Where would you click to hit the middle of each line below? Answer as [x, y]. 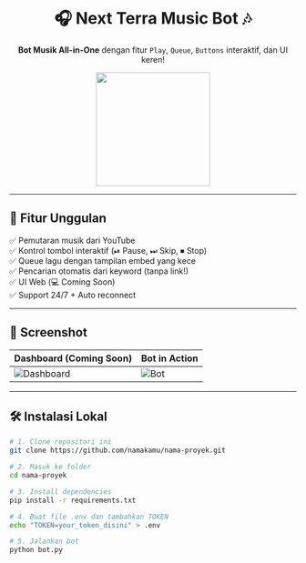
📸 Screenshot [49, 332]
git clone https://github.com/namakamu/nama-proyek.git [117, 451]
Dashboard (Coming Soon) [73, 358]
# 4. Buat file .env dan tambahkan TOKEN [89, 517]
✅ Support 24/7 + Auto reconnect [73, 295]
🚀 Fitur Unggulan [58, 219]
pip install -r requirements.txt [73, 500]
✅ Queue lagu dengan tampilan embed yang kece [103, 260]
